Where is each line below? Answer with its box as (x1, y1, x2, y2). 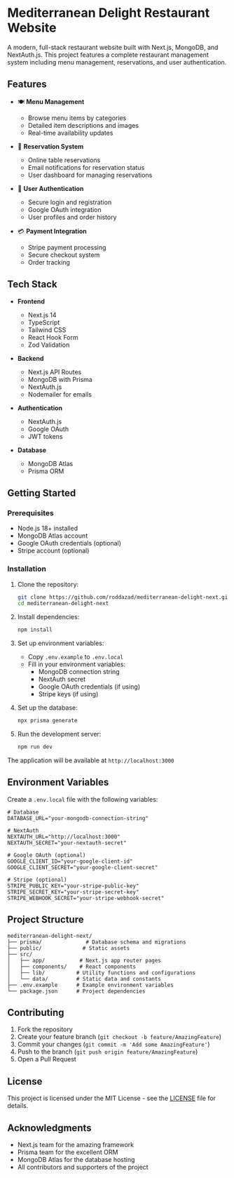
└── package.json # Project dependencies (7, 988, 146, 995)
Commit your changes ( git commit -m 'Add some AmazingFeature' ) (17, 1040, 210, 1049)
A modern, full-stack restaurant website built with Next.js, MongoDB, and (7, 43, 219, 51)
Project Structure (7, 914, 84, 926)
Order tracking (27, 258, 70, 266)
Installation (7, 564, 47, 574)
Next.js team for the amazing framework (17, 1140, 135, 1149)
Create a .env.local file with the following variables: (7, 795, 158, 803)
